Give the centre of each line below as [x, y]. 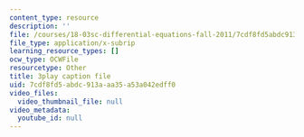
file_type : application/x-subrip [72, 43]
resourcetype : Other [48, 68]
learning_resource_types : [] [64, 51]
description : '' [40, 26]
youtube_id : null [50, 118]
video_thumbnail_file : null [71, 101]
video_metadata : [40, 110]
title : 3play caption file [60, 77]
